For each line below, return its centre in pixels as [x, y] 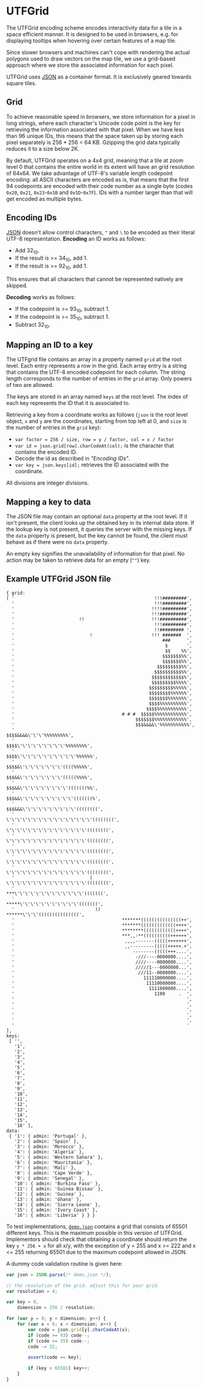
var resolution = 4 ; [32, 1291]
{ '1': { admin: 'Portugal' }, [48, 1136]
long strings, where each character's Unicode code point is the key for [94, 123]
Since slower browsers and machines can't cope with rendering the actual [98, 52]
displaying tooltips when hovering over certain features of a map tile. [91, 40]
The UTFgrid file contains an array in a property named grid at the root [94, 359]
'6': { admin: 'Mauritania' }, [54, 1162]
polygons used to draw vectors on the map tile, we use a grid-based [91, 58]
